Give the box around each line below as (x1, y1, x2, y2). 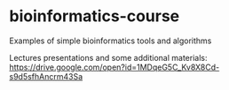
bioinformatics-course (9, 6, 180, 26)
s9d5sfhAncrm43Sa (9, 71, 83, 81)
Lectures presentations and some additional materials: (9, 52, 208, 63)
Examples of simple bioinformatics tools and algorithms (9, 35, 212, 46)
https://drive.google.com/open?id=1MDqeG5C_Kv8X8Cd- (9, 62, 220, 72)
